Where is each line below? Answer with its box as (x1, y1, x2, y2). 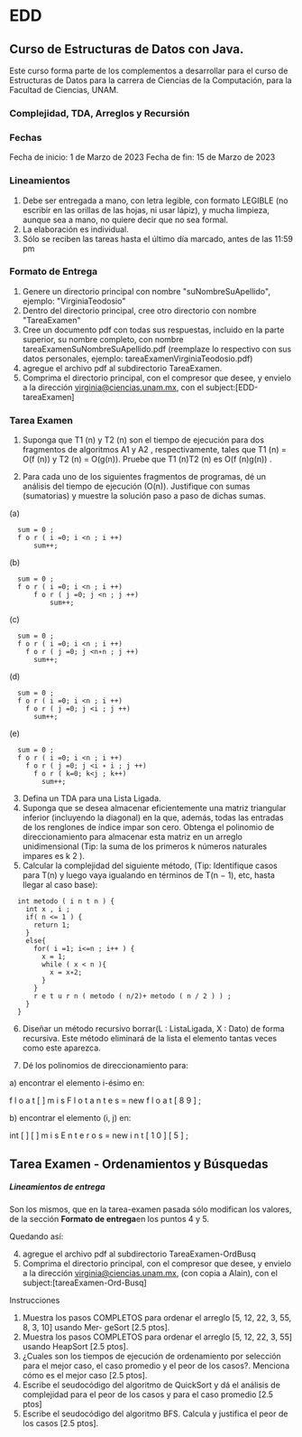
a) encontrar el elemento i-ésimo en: (9, 1078, 145, 1088)
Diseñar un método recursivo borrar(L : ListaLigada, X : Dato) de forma (22, 1023, 286, 1034)
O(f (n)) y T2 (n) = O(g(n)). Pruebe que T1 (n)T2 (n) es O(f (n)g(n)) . (22, 453, 272, 465)
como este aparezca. (22, 1042, 101, 1053)
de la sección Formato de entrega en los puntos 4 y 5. (9, 1214, 210, 1225)
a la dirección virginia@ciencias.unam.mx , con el (22, 381, 205, 393)
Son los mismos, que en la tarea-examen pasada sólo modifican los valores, (9, 1204, 292, 1215)
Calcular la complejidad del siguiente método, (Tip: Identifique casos (22, 860, 278, 872)
